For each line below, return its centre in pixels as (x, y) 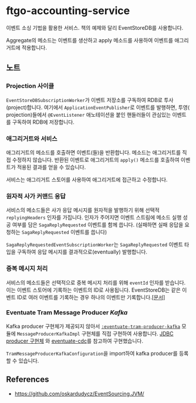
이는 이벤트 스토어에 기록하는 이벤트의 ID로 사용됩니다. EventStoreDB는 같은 (93, 290)
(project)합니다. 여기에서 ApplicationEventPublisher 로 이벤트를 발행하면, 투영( (98, 107)
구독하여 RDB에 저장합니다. (43, 122)
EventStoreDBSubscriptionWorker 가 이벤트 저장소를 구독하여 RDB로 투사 (90, 100)
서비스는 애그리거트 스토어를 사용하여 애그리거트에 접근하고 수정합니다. (87, 180)
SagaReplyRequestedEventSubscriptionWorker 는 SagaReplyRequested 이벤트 (94, 245)
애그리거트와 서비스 (32, 138)
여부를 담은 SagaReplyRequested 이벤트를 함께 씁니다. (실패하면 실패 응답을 (98, 225)
